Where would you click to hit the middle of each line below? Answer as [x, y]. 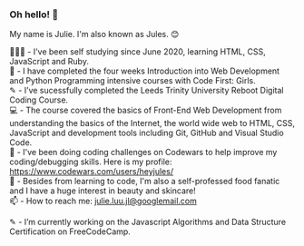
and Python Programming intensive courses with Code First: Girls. [132, 81]
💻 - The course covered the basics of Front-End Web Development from [146, 110]
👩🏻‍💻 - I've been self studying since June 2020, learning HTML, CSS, [137, 52]
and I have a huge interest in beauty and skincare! [103, 191]
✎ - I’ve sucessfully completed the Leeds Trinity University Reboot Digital [147, 91]
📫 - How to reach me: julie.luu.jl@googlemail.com [103, 201]
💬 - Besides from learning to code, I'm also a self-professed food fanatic [145, 182]
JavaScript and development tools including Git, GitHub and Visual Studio [147, 133]
